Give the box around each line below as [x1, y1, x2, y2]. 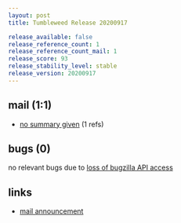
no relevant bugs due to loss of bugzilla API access [8, 163, 174, 173]
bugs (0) [8, 142, 51, 155]
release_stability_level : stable [8, 62, 118, 71]
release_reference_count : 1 [8, 40, 100, 48]
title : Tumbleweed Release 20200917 [8, 19, 128, 27]
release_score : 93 [8, 55, 68, 63]
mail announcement [19, 207, 84, 216]
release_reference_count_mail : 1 [8, 48, 118, 56]
